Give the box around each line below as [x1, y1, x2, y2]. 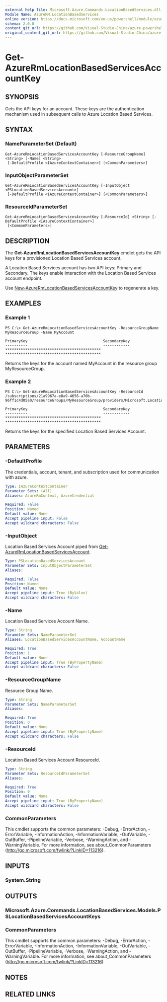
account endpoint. [5, 275, 43, 281]
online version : [5, 16, 39, 21]
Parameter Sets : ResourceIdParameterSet [5, 771, 90, 776]
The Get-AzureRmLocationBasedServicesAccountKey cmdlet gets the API [5, 250, 161, 256]
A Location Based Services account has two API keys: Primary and [5, 265, 142, 271]
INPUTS [5, 861, 30, 870]
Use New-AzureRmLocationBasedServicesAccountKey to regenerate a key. [5, 285, 160, 291]
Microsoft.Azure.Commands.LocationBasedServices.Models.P [5, 907, 161, 914]
